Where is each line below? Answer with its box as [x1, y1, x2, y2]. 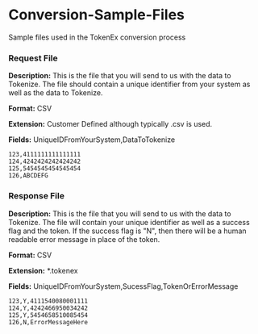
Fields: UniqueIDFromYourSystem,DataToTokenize [8, 135, 176, 144]
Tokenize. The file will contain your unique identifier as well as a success [8, 217, 250, 227]
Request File [8, 52, 58, 64]
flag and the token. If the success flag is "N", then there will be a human [8, 226, 248, 236]
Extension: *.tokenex [8, 265, 78, 275]
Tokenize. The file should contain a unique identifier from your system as [8, 79, 251, 90]
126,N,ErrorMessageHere [8, 318, 89, 326]
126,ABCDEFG [8, 172, 48, 180]
